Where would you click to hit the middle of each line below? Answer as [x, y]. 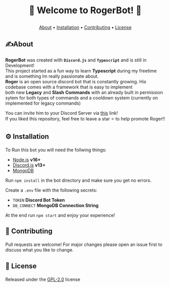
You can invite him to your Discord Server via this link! [62, 113]
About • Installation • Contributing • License [85, 27]
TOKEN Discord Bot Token [39, 200]
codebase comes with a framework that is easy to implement [69, 87]
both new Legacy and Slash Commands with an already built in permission [84, 92]
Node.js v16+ [27, 160]
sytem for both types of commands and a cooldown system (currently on [82, 98]
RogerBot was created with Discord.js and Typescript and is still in [76, 60]
